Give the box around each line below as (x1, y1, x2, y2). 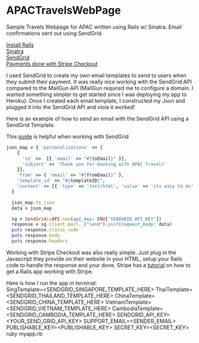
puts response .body (11, 233, 60, 239)
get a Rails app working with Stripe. (6, 268, 94, 275)
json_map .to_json (11, 199, 55, 206)
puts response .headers (11, 238, 68, 245)
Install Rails (6, 41, 34, 48)
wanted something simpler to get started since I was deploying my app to (6, 91, 187, 98)
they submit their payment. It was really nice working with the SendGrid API (6, 78, 192, 85)
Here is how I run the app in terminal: (6, 279, 97, 286)
